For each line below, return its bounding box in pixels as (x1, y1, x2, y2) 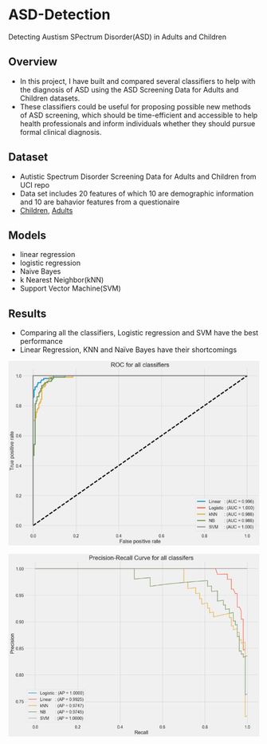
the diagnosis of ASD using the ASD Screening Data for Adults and (19, 85, 239, 94)
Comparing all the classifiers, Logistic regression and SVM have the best (19, 328, 259, 338)
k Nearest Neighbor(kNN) (19, 275, 104, 285)
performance (19, 337, 64, 346)
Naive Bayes (19, 267, 61, 276)
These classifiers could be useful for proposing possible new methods (19, 101, 251, 111)
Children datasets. (19, 93, 80, 103)
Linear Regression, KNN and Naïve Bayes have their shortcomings (19, 345, 238, 354)
